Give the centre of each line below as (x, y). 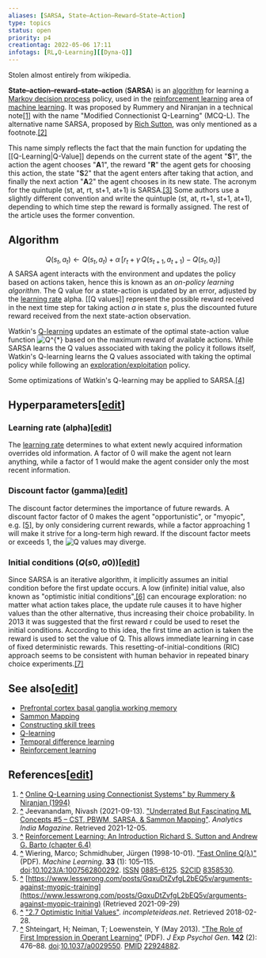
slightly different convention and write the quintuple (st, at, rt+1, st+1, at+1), (130, 198)
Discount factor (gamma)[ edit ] (68, 491)
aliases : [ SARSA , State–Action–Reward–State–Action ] (97, 15)
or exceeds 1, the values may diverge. (77, 542)
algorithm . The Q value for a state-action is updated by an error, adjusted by (133, 290)
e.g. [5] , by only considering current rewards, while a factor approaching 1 (129, 525)
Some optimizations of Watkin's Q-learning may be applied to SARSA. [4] (127, 380)
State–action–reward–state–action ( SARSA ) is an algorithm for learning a (129, 90)
